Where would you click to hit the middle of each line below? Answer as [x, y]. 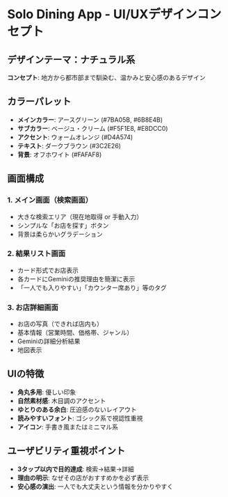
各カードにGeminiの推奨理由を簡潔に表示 [76, 278]
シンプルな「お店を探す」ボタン [63, 225]
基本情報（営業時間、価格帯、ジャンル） [75, 333]
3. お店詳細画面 [33, 307]
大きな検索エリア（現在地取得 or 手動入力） [80, 216]
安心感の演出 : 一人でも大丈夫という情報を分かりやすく [95, 486]
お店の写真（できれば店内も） [60, 324]
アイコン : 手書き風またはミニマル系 [68, 427]
